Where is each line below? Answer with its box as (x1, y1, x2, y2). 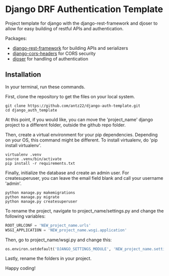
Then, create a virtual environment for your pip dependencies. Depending (5, 131, 158, 137)
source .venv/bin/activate (5, 156, 62, 162)
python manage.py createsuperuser (5, 199, 78, 204)
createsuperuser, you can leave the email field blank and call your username (5, 175, 163, 181)
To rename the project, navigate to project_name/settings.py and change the (5, 208, 164, 214)
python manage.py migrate (5, 194, 59, 199)
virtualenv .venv (5, 152, 42, 157)
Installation (5, 71, 41, 79)
